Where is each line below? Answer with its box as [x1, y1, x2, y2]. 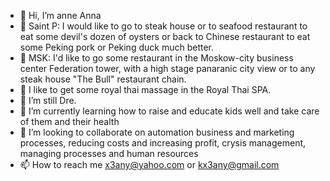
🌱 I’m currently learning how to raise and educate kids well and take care [19, 105, 320, 117]
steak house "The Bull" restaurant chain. [19, 73, 187, 85]
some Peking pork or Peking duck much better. [19, 41, 214, 53]
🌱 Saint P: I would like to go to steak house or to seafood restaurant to [19, 20, 308, 32]
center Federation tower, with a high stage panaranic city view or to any [19, 63, 316, 74]
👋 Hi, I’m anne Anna [19, 10, 102, 21]
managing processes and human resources [19, 148, 199, 159]
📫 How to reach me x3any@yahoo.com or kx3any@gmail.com [19, 159, 280, 170]
